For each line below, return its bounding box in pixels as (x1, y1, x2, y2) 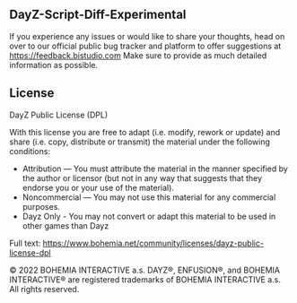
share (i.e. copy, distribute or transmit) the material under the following (9, 136, 271, 147)
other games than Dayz (22, 220, 109, 231)
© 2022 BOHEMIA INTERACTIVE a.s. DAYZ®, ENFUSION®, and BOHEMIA (9, 264, 281, 275)
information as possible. (9, 59, 99, 70)
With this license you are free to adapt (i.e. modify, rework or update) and (9, 126, 281, 137)
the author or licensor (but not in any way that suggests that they (22, 172, 263, 183)
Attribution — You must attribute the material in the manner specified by (22, 163, 289, 174)
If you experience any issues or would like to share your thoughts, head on (9, 30, 285, 41)
